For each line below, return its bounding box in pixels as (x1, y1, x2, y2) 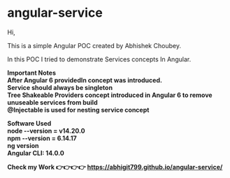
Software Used (7, 119, 52, 127)
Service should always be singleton (7, 83, 113, 91)
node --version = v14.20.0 (7, 126, 85, 135)
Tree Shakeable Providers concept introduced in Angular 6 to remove (7, 91, 213, 99)
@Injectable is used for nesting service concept (7, 105, 150, 114)
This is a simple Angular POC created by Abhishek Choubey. (7, 41, 182, 50)
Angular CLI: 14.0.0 (7, 149, 64, 157)
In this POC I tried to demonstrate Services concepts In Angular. (7, 54, 192, 64)
